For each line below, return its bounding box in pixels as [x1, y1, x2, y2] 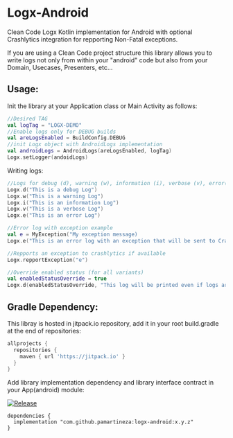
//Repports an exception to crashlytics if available [7, 249, 166, 257]
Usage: [7, 83, 40, 95]
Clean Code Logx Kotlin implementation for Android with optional [7, 28, 193, 36]
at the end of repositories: [7, 326, 81, 335]
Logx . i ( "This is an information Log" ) [7, 199, 119, 206]
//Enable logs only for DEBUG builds [7, 128, 116, 135]
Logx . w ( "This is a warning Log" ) [7, 193, 104, 200]
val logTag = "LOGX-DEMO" [7, 121, 82, 129]
